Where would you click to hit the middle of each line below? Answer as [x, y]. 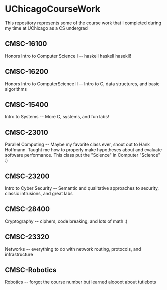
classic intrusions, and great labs [39, 194]
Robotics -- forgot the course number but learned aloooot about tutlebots [81, 282]
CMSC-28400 [28, 209]
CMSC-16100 [26, 44]
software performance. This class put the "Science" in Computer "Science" [83, 155]
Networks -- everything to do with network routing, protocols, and [73, 249]
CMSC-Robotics [31, 270]
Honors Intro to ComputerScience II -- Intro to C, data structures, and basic [82, 84]
